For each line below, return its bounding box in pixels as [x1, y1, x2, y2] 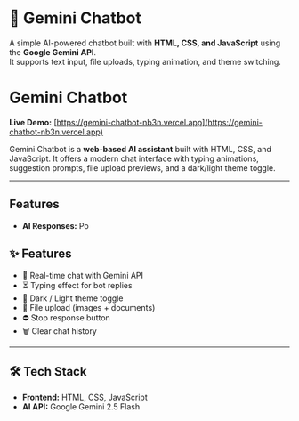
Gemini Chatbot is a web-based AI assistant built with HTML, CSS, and [9, 143, 271, 154]
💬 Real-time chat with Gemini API [21, 270, 144, 280]
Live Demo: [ [9, 117, 58, 127]
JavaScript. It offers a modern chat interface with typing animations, [9, 153, 260, 164]
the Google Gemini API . [9, 46, 96, 57]
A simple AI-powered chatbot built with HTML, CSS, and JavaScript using [9, 37, 281, 48]
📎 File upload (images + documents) [21, 302, 156, 312]
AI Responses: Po [21, 220, 89, 231]
